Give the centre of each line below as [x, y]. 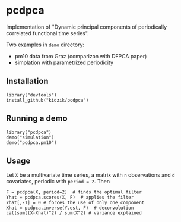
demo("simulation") [30, 137]
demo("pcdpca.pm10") [32, 143]
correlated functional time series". [47, 33]
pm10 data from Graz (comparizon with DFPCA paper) [81, 56]
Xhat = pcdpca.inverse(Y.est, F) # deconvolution [70, 208]
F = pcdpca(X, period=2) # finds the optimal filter [74, 192]
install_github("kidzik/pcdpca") [47, 100]
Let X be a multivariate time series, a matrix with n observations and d [90, 175]
